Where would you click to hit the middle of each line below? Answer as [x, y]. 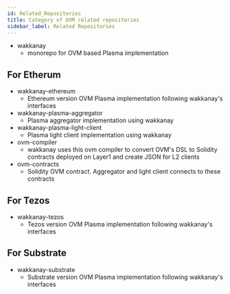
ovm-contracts [38, 164]
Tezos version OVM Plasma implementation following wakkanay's [120, 224]
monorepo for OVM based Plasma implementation [98, 53]
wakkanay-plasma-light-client [59, 128]
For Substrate [37, 253]
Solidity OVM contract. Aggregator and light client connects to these [124, 172]
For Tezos [28, 200]
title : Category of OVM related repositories [73, 20]
